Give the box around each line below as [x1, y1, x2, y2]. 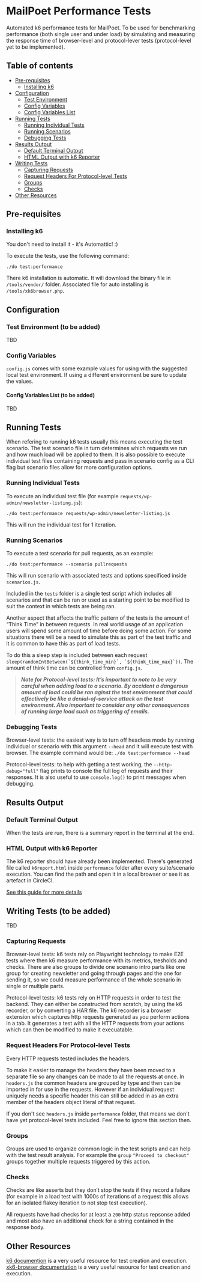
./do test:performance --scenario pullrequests [6, 561, 128, 567]
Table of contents [6, 61, 73, 71]
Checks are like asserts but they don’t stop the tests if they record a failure [6, 1186, 191, 1194]
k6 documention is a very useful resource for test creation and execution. [6, 1257, 188, 1265]
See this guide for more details [6, 888, 82, 896]
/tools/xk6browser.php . [6, 287, 65, 295]
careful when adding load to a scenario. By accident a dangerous [20, 682, 188, 689]
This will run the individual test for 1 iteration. [6, 521, 117, 528]
